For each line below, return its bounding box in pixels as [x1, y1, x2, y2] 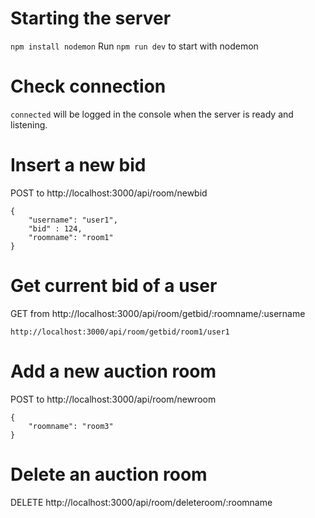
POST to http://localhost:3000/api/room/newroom [10, 393, 217, 405]
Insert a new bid [10, 154, 147, 177]
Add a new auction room [10, 360, 217, 382]
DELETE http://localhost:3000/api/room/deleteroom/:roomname [10, 496, 273, 508]
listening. [10, 118, 48, 131]
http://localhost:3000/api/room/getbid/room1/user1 [10, 327, 230, 337]
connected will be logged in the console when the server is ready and [10, 108, 294, 120]
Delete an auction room [10, 463, 208, 486]
